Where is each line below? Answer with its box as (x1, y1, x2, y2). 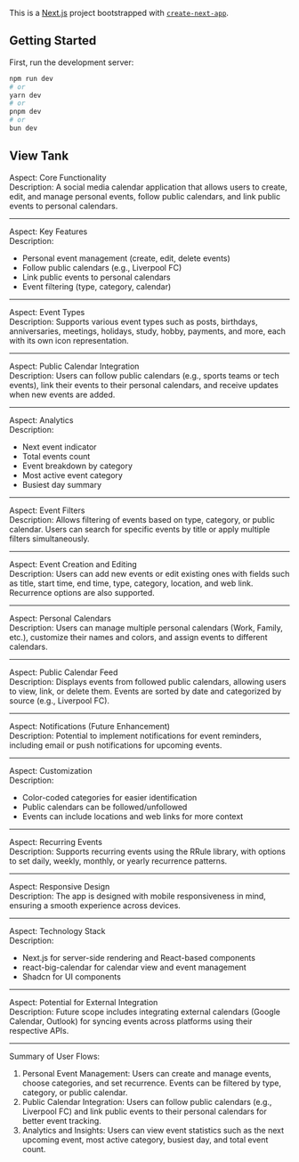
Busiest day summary (21, 479, 102, 490)
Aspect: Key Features (9, 226, 88, 237)
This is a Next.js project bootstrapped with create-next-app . (9, 8, 230, 18)
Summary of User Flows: (9, 1051, 101, 1061)
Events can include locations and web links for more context (21, 810, 244, 822)
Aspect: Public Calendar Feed (9, 667, 118, 678)
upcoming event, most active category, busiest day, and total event (21, 1134, 269, 1145)
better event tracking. (21, 1115, 102, 1125)
